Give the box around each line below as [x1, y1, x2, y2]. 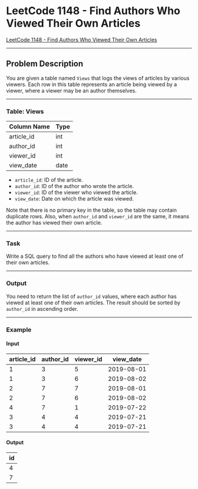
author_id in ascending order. [6, 305, 78, 312]
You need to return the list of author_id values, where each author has [6, 293, 177, 300]
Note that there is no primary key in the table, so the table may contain [6, 206, 177, 214]
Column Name [9, 123, 50, 131]
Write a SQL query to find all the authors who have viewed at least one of [6, 252, 184, 260]
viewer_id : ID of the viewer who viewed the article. [14, 189, 138, 196]
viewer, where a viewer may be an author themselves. [6, 87, 137, 94]
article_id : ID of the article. [14, 176, 84, 183]
